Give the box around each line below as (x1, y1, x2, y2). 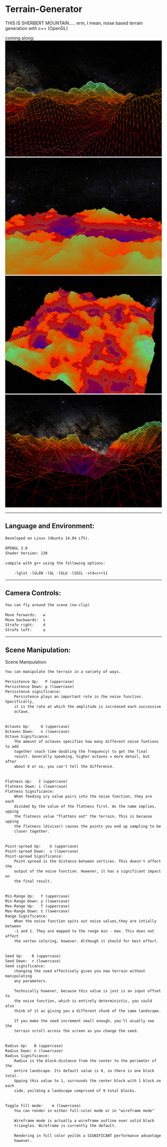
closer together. (14, 829, 50, 834)
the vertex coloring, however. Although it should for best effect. (14, 939, 159, 944)
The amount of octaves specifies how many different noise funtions (14, 739, 159, 744)
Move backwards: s (5, 618, 46, 623)
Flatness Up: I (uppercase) (5, 779, 68, 784)
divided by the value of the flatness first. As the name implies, (14, 804, 157, 809)
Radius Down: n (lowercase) (5, 1049, 64, 1054)
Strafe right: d (5, 623, 46, 628)
